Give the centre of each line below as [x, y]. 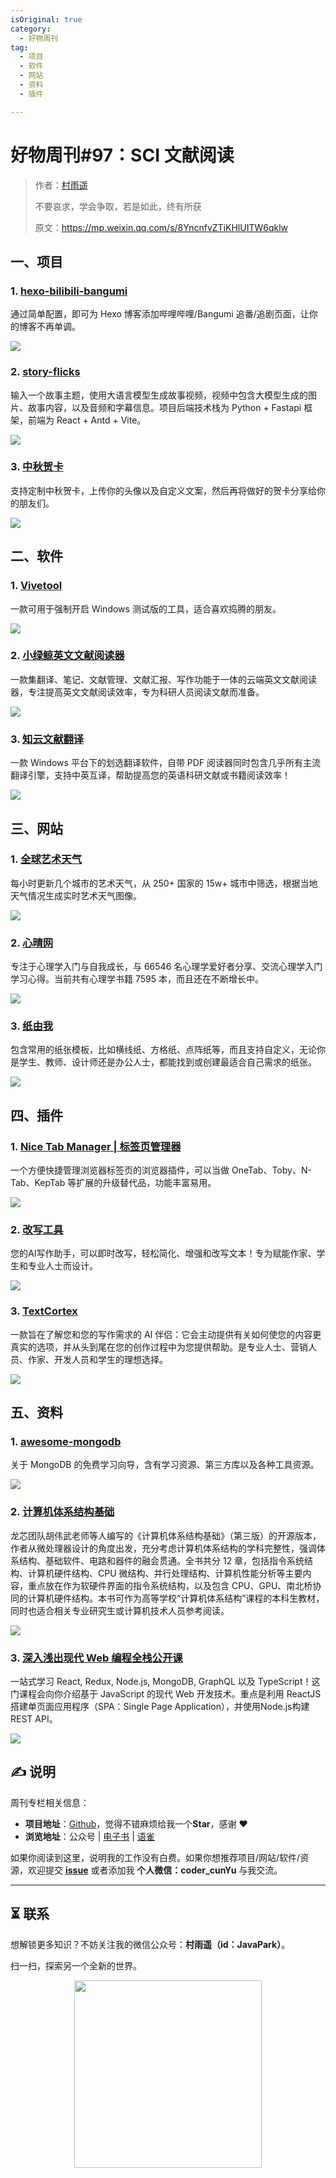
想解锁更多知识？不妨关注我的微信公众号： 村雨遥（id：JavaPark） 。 [150, 1944]
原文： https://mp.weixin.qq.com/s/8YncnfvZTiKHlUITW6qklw [161, 227]
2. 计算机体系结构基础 [62, 1512]
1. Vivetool [36, 586]
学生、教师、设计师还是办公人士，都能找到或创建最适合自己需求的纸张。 [167, 1062]
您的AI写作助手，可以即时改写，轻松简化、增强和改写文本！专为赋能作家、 [163, 1253]
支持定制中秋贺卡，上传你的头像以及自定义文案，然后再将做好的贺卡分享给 [163, 490]
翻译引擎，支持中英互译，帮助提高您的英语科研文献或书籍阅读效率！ [150, 775]
